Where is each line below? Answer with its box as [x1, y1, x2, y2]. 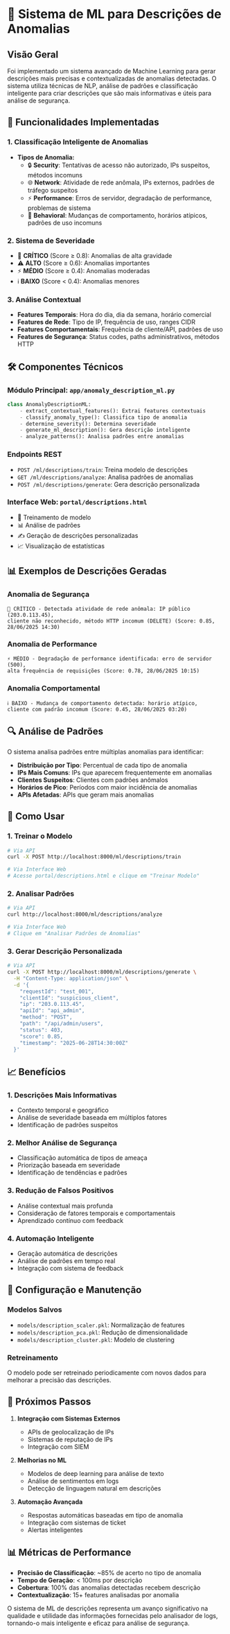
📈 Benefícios [7, 1066, 66, 1077]
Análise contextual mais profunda [17, 1201, 113, 1210]
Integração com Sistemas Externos [17, 1414, 121, 1423]
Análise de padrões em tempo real [17, 1257, 116, 1265]
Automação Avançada [17, 1497, 83, 1506]
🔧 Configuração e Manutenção [7, 1284, 142, 1296]
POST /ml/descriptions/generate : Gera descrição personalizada [17, 480, 200, 488]
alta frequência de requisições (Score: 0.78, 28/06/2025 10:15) [7, 667, 200, 675]
